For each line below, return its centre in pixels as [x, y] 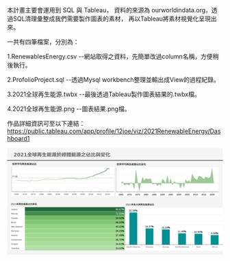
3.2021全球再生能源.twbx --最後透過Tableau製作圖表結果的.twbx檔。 [104, 94]
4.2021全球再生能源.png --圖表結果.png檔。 [69, 109]
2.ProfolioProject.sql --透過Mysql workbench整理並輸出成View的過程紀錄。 [114, 80]
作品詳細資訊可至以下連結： [46, 123]
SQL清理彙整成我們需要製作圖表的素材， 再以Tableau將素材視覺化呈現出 [115, 19]
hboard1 [18, 138]
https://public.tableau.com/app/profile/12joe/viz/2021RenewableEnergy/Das [114, 131]
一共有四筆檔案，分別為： [43, 42]
